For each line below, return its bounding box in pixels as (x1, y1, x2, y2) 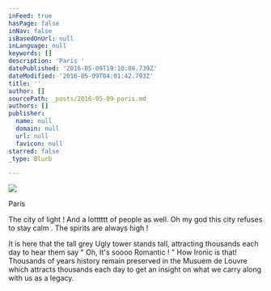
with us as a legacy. (8, 273, 74, 283)
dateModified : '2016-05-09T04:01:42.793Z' (8, 72, 154, 80)
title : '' (8, 79, 42, 87)
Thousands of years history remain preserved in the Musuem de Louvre (8, 256, 248, 266)
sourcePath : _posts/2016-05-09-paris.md (8, 95, 147, 103)
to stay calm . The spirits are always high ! (8, 223, 149, 233)
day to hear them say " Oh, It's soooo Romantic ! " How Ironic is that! (8, 247, 237, 257)
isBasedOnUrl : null (8, 34, 74, 43)
